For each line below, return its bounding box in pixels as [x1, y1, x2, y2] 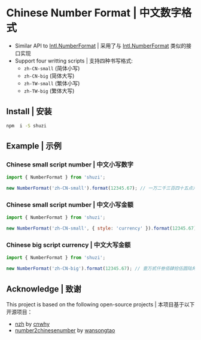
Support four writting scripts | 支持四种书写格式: [14, 57, 133, 64]
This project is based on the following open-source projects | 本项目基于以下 [6, 300, 195, 308]
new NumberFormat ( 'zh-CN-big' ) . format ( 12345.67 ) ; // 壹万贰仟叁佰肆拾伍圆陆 [6, 266, 193, 272]
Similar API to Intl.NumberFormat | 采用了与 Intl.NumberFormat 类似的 [14, 42, 187, 49]
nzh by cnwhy [14, 320, 50, 327]
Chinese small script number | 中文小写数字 [6, 160, 133, 169]
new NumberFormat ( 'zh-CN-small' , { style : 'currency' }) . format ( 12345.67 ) [6, 225, 197, 232]
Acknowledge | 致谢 [6, 284, 82, 294]
